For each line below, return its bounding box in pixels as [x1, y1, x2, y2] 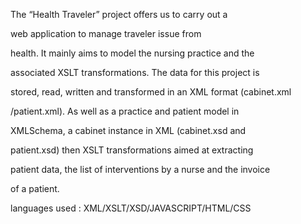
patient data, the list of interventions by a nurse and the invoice [10, 164, 271, 175]
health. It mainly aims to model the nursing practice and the [10, 47, 255, 59]
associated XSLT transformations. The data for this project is [10, 67, 260, 78]
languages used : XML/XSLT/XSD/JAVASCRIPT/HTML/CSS [10, 202, 252, 214]
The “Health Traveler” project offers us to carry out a [10, 9, 228, 20]
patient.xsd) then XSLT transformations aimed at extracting [10, 144, 254, 156]
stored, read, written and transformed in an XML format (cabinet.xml [10, 86, 292, 98]
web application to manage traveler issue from [10, 28, 202, 39]
